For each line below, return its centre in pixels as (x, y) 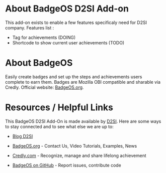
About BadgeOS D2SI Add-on (67, 9)
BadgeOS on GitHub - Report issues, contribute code (67, 165)
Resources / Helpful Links (59, 107)
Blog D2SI (23, 136)
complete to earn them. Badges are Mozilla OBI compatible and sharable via (83, 82)
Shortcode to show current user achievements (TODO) (68, 42)
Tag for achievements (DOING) (44, 37)
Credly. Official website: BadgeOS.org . (44, 87)
